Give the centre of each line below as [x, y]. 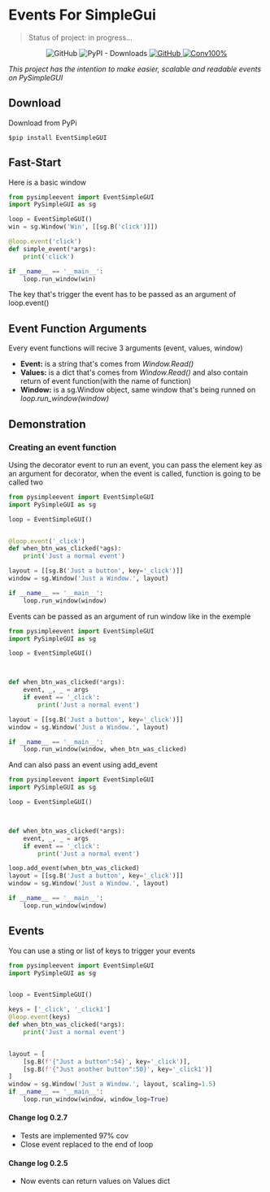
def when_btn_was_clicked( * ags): [65, 549]
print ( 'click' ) [49, 257]
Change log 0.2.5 [38, 1163]
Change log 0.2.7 [38, 1118]
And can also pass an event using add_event [83, 765]
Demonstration [48, 424]
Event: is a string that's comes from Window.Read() [107, 364]
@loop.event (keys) [39, 1017]
